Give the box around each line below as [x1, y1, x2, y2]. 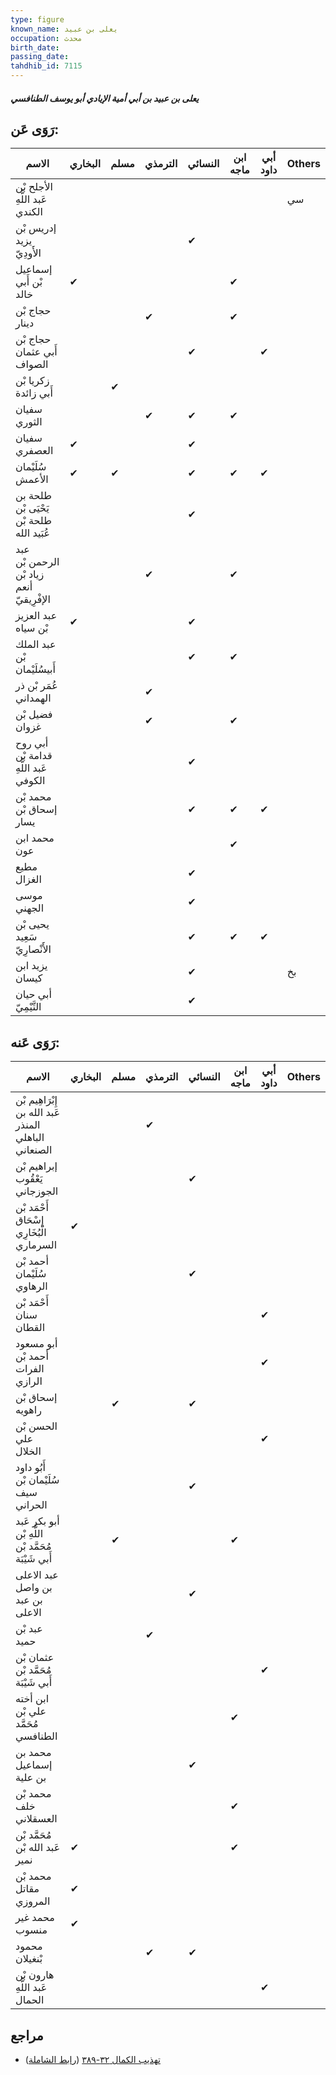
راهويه [15, 1403, 42, 1417]
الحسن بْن [15, 1419, 58, 1433]
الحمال [15, 1993, 45, 2007]
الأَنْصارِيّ [15, 942, 52, 956]
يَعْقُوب [15, 1172, 43, 1186]
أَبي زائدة [15, 386, 53, 400]
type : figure [10, 14, 65, 25]
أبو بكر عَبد [15, 1514, 60, 1528]
